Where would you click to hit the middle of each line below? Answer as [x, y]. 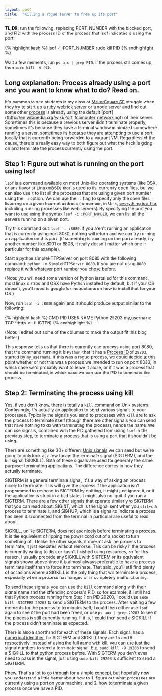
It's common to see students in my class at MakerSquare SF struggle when [80, 102]
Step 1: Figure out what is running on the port [74, 163]
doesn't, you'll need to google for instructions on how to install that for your [81, 289]
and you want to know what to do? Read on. [72, 90]
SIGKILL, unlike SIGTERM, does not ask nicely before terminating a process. [81, 531]
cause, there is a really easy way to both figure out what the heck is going [79, 143]
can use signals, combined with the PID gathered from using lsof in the [76, 430]
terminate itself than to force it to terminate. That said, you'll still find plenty [80, 567]
